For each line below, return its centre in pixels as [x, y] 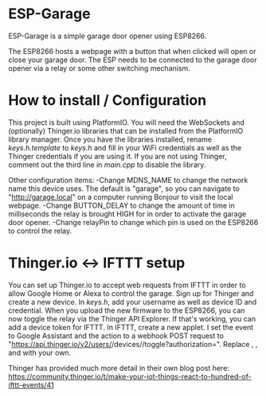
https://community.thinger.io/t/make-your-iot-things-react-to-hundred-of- [130, 376]
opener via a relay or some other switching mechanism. [100, 68]
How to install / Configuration [108, 101]
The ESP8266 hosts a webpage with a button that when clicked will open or [132, 51]
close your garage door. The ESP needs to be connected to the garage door [133, 60]
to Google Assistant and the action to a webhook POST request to [116, 336]
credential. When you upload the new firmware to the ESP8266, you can [127, 310]
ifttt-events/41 [31, 385]
